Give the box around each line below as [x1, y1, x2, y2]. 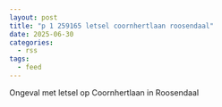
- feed [17, 63, 42, 72]
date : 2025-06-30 [9, 29, 74, 38]
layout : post [9, 12, 58, 22]
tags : [9, 54, 30, 63]
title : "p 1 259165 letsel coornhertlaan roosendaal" [9, 21, 215, 30]
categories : [9, 37, 54, 47]
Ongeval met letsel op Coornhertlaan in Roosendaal [9, 86, 200, 98]
